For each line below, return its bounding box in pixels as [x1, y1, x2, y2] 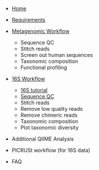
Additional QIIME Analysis [11, 135, 74, 142]
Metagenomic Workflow [11, 28, 70, 35]
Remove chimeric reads [20, 111, 78, 118]
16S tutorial [20, 87, 48, 93]
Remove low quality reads [20, 106, 83, 112]
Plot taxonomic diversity [20, 124, 79, 131]
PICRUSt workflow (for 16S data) [11, 147, 91, 154]
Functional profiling [20, 64, 67, 71]
